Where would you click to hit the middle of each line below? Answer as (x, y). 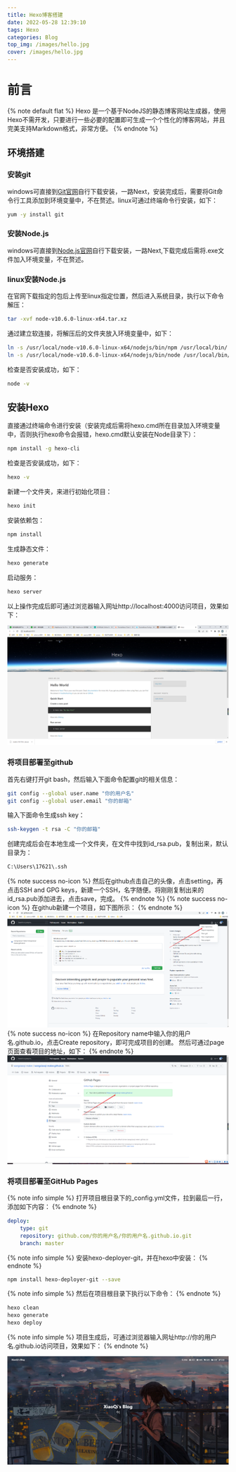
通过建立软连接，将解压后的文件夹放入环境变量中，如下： (90, 333)
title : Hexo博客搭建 (35, 15)
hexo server (25, 591)
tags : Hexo (23, 30)
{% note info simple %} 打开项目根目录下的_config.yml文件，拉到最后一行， (117, 1198)
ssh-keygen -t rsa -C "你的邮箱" (54, 829)
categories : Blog (33, 37)
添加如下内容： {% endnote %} (52, 1207)
